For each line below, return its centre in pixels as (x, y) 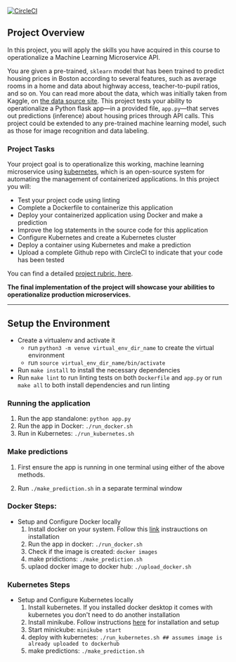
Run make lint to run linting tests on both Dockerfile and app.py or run (120, 377)
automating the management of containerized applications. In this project (113, 179)
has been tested (41, 260)
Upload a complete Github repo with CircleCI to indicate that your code (120, 252)
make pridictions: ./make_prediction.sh (85, 559)
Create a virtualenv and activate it (66, 340)
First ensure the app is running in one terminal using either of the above (121, 467)
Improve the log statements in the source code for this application (113, 230)
